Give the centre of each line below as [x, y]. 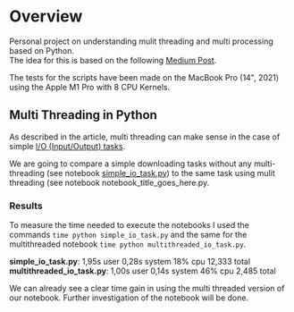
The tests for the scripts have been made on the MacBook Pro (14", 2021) [144, 77]
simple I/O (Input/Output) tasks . [67, 146]
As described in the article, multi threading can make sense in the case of [145, 137]
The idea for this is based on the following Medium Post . [113, 60]
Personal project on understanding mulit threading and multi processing [142, 41]
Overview [46, 17]
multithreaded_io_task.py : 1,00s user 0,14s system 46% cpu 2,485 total [143, 271]
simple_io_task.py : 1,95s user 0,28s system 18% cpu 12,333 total [130, 262]
